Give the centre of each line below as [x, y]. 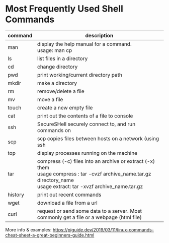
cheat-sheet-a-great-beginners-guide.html [50, 235]
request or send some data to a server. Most [90, 211]
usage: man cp [55, 50]
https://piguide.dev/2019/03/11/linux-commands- [103, 229]
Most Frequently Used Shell [64, 9]
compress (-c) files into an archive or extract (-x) [96, 161]
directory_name [55, 180]
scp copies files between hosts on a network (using [98, 138]
